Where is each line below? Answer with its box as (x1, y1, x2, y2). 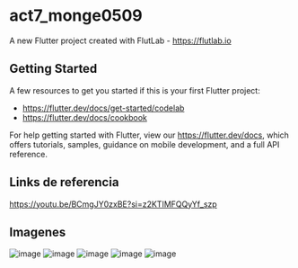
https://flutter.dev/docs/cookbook (22, 112, 148, 122)
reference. (9, 148, 48, 159)
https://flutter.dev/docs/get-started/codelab (22, 103, 185, 113)
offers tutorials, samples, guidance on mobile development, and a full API (9, 138, 280, 149)
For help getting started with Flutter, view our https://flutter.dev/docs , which (9, 130, 290, 140)
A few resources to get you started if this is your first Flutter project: (9, 85, 260, 95)
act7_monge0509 (9, 5, 143, 26)
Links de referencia (9, 174, 119, 190)
